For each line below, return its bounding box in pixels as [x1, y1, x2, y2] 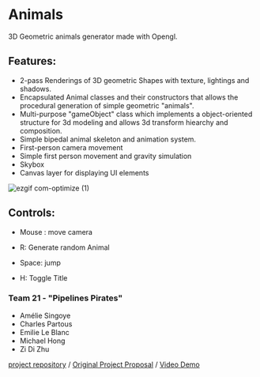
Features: [8, 55, 57, 68]
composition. [19, 126, 62, 135]
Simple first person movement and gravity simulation [19, 151, 192, 160]
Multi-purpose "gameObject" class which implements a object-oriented [19, 109, 253, 119]
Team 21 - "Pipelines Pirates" [8, 292, 123, 303]
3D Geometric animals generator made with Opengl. [8, 32, 178, 41]
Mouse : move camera [19, 227, 93, 236]
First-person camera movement [19, 142, 123, 152]
